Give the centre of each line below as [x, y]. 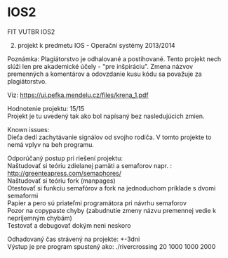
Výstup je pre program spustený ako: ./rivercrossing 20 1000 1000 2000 [112, 246]
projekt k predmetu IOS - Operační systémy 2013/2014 [96, 45]
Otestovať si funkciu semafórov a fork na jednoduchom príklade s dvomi [112, 188]
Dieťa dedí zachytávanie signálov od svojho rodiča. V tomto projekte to [109, 137]
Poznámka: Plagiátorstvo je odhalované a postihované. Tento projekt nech [114, 59]
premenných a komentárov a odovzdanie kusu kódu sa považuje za [105, 74]
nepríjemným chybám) [40, 218]
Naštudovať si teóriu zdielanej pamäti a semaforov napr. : [89, 165]
